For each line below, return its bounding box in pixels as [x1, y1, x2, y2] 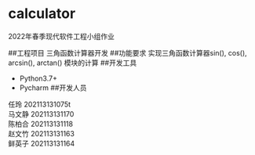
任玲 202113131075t [8, 99, 71, 109]
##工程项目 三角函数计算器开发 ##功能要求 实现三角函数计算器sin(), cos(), [8, 48, 247, 57]
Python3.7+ [19, 74, 57, 83]
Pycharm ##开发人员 [19, 83, 87, 92]
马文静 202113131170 [8, 109, 75, 118]
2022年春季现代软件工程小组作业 [8, 31, 115, 41]
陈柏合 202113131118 [8, 119, 73, 128]
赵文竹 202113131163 [8, 128, 75, 138]
